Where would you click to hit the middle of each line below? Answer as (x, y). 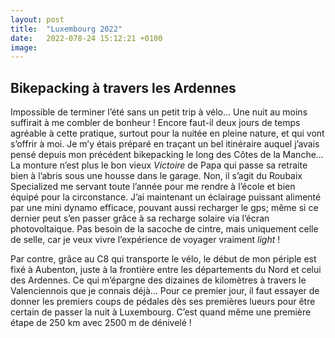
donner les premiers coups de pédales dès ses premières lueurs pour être (163, 302)
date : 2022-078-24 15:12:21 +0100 (86, 38)
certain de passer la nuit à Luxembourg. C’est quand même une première (161, 312)
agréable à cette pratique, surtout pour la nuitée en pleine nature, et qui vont (167, 133)
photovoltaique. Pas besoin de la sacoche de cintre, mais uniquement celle (164, 229)
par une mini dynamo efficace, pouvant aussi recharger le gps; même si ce (164, 208)
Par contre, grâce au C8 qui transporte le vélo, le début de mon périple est (163, 259)
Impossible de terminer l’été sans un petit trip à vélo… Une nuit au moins (159, 112)
